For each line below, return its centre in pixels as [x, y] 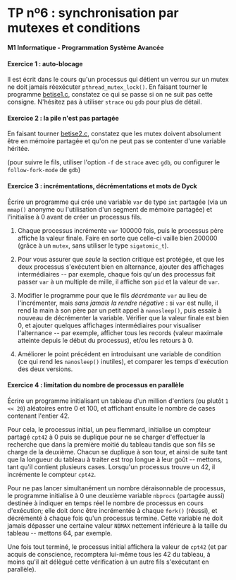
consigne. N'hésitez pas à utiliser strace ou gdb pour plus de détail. [105, 102]
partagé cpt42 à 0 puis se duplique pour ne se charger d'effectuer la [106, 437]
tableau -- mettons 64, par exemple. [60, 533]
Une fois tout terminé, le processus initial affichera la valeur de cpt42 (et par [117, 546]
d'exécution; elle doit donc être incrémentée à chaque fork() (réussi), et [112, 510]
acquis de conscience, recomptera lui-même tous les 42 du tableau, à [109, 554]
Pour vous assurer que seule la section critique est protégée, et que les [121, 259]
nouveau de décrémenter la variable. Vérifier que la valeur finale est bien [123, 318]
